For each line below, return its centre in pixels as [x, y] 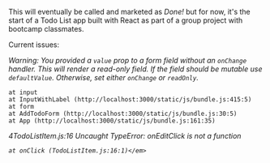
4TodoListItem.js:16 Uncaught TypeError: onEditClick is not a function [125, 136]
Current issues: [34, 45]
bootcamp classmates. [46, 29]
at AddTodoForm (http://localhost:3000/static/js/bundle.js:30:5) [123, 114]
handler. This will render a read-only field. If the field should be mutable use [135, 69]
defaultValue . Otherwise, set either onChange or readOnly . [103, 77]
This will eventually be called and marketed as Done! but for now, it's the [129, 12]
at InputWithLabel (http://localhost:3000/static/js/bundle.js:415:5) [130, 100]
